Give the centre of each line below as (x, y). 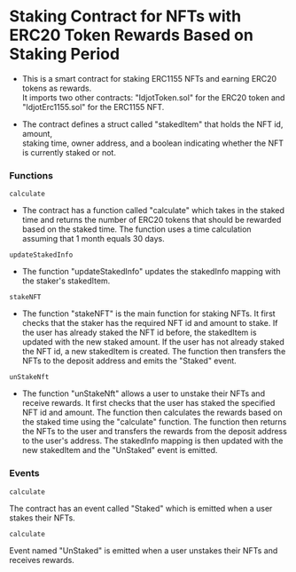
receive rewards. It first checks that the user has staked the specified (148, 403)
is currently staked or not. (69, 152)
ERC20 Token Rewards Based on (132, 35)
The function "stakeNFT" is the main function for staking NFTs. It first (149, 314)
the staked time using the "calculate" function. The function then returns (154, 422)
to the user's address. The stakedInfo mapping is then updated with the (152, 441)
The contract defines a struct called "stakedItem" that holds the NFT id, (152, 124)
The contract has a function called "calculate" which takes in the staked (153, 211)
